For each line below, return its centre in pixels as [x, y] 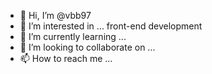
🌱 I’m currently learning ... [73, 36]
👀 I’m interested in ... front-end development [111, 26]
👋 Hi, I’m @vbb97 [55, 15]
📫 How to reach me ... [66, 58]
